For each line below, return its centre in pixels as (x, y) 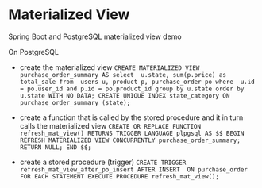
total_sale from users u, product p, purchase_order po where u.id (137, 82)
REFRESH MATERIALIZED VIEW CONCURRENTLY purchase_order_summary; (130, 140)
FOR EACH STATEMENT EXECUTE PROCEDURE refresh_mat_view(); (119, 176)
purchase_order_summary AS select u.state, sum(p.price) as (123, 75)
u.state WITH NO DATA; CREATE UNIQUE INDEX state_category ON (125, 96)
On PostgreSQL (34, 52)
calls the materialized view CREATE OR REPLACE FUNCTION (110, 125)
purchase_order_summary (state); (75, 102)
